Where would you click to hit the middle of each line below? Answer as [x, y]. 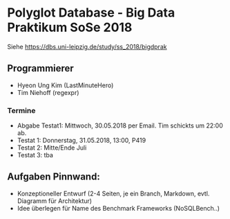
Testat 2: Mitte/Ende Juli [52, 148]
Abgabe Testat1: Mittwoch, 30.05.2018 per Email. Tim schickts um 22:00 [120, 125]
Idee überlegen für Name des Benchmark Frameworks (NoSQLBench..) [118, 208]
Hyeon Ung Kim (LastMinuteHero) [65, 85]
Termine [21, 110]
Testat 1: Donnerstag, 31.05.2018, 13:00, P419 [82, 141]
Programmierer [40, 68]
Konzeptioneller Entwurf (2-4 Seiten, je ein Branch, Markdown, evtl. [113, 193]
